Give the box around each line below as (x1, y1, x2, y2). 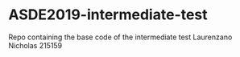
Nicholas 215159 (8, 40, 63, 50)
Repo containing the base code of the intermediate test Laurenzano (8, 32, 233, 42)
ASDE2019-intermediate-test (8, 6, 208, 24)
